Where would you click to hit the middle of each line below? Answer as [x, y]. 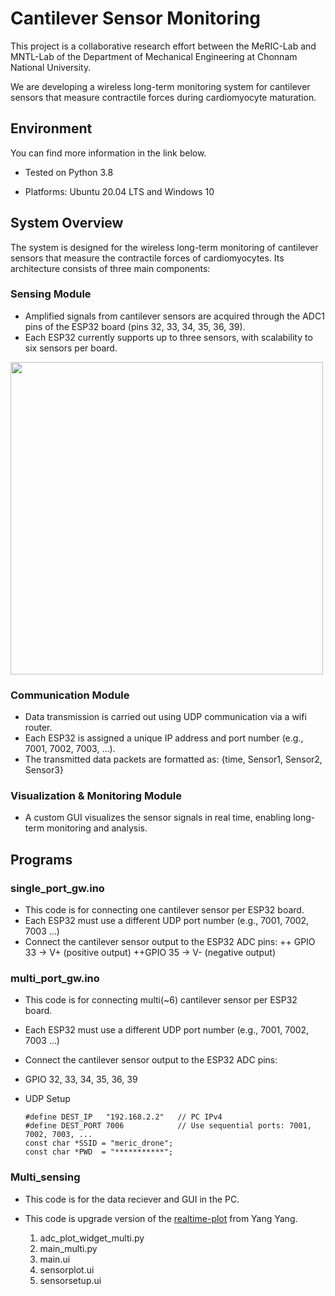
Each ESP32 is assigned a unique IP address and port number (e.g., [164, 738]
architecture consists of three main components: [110, 268]
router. [38, 728]
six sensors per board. [71, 348]
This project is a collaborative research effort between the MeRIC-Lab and [163, 46]
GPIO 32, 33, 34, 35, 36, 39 [81, 1079]
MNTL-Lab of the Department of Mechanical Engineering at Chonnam [154, 56]
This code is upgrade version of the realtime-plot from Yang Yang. [161, 1218]
